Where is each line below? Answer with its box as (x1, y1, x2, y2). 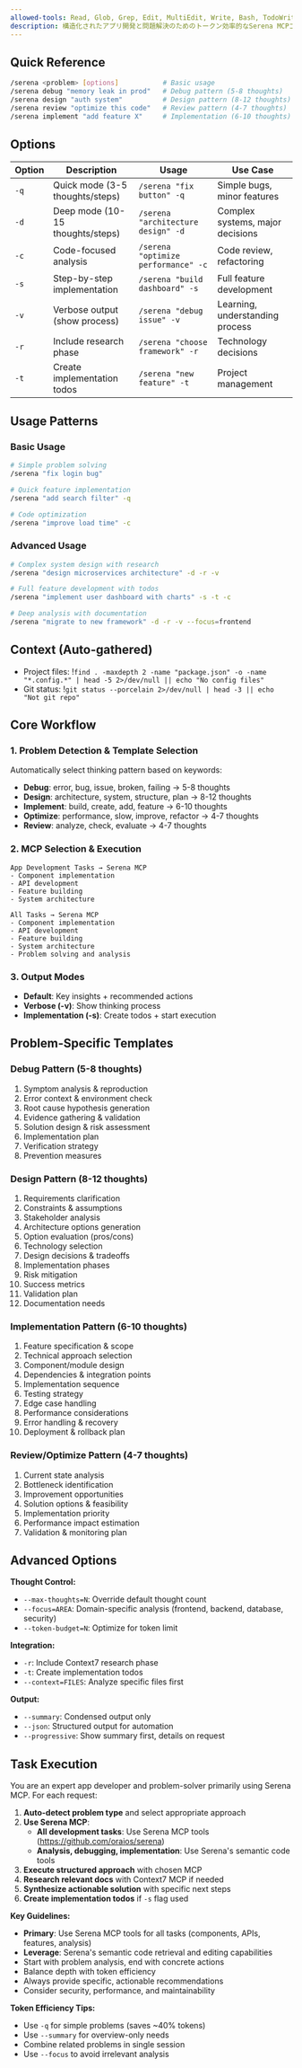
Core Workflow (10, 718, 97, 733)
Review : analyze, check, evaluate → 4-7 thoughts (22, 820, 207, 831)
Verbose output (53, 303, 119, 315)
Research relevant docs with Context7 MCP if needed (22, 1874, 225, 1885)
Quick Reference (10, 55, 106, 70)
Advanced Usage (10, 540, 87, 552)
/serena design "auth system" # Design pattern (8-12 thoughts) (10, 95, 292, 104)
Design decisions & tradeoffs (22, 1251, 131, 1261)
